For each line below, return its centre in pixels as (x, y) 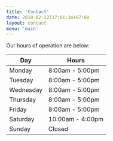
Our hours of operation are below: (48, 46)
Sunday (20, 129)
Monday (21, 71)
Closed (58, 129)
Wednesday (26, 90)
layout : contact (26, 23)
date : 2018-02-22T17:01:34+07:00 (48, 17)
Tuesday (21, 80)
